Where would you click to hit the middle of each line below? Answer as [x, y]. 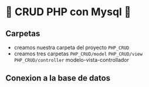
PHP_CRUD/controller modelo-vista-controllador [72, 60]
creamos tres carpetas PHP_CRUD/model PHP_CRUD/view [78, 54]
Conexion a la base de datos [58, 78]
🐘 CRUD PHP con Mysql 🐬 [68, 12]
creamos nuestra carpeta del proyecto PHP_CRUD [72, 47]
